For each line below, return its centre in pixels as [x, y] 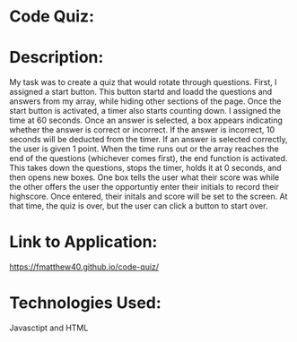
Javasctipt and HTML [49, 328]
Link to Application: [83, 242]
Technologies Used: [85, 303]
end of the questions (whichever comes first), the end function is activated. [148, 158]
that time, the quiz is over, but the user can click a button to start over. [139, 206]
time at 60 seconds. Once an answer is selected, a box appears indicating [146, 120]
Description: [57, 58]
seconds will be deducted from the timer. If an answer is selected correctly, [148, 140]
